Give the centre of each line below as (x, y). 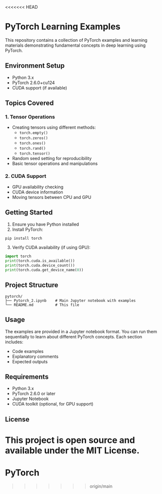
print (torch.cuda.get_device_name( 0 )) (44, 270)
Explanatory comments (35, 356)
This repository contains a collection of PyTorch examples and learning (76, 40)
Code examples (28, 351)
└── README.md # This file (42, 305)
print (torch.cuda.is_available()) (40, 261)
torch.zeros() (34, 138)
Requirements (27, 377)
